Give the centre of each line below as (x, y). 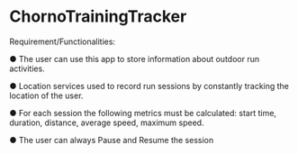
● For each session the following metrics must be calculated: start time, (143, 113)
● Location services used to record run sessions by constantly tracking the (149, 86)
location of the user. (46, 95)
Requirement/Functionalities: (62, 41)
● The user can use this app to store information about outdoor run (134, 59)
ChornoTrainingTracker (98, 17)
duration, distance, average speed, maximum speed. (107, 122)
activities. (27, 68)
